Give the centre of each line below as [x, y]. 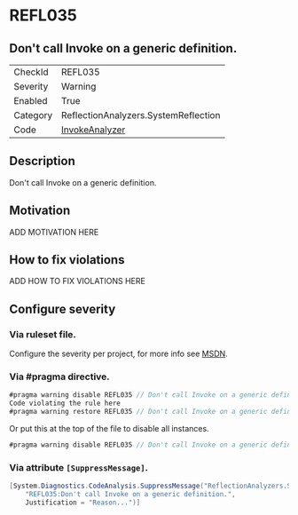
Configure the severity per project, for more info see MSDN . [118, 354]
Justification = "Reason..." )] [83, 503]
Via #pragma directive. [60, 376]
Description [42, 161]
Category [33, 115]
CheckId [31, 72]
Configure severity [63, 309]
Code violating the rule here [65, 404]
